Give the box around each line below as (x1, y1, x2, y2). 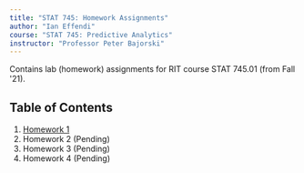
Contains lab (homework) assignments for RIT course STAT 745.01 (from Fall (9, 64, 296, 75)
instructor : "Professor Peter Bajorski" (9, 38, 166, 48)
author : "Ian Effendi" (9, 22, 96, 31)
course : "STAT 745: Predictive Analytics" (9, 30, 173, 39)
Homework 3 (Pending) (22, 143, 111, 155)
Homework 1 (22, 124, 70, 135)
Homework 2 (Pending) (22, 134, 111, 145)
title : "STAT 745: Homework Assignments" (9, 13, 169, 23)
